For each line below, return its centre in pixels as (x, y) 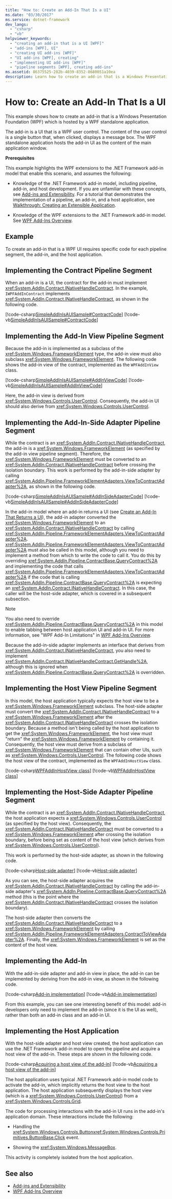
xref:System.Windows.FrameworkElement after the (59, 717)
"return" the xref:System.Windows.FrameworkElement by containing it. (80, 739)
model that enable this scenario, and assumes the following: (69, 173)
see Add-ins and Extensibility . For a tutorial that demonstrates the (82, 194)
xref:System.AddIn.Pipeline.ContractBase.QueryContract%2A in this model (84, 624)
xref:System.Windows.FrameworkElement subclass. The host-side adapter (84, 706)
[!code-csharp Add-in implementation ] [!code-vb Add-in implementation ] (81, 994)
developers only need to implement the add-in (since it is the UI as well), (82, 1009)
